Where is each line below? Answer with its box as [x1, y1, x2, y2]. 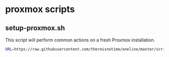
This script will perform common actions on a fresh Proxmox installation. [5, 37, 155, 43]
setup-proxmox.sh [5, 24, 65, 32]
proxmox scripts [5, 4, 75, 15]
